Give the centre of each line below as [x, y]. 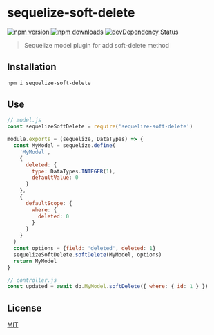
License [25, 308]
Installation [32, 67]
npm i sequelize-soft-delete [49, 83]
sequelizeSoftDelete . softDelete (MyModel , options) [88, 255]
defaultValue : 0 [55, 178]
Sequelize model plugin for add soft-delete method [97, 45]
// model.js [24, 120]
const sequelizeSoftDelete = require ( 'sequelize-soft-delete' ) [100, 127]
